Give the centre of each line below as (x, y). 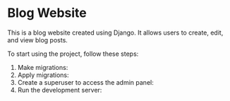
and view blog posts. (38, 40)
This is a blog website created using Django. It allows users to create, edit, (115, 32)
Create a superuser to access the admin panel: (85, 82)
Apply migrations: (43, 75)
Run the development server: (60, 90)
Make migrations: (43, 67)
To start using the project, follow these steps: (73, 54)
